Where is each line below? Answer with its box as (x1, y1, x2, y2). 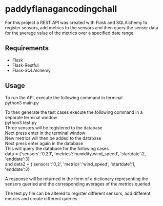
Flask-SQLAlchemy (12, 67, 51, 73)
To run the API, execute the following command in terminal (5, 94, 123, 101)
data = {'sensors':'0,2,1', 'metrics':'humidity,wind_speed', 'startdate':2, (5, 150, 146, 157)
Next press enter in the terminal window (5, 130, 85, 136)
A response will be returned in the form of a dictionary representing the (5, 176, 148, 182)
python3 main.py (5, 100, 39, 105)
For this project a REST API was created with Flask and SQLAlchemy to (5, 20, 147, 25)
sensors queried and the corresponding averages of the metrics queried (5, 181, 150, 186)
